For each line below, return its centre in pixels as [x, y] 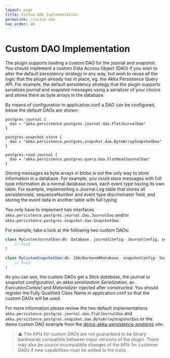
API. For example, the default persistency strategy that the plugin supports [83, 84]
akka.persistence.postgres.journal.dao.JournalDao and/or [67, 215]
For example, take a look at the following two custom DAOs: [67, 230]
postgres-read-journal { [31, 155]
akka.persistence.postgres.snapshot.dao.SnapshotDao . [62, 221]
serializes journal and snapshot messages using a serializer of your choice [83, 90]
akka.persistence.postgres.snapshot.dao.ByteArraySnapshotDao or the [79, 319]
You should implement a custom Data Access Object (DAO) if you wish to [81, 68]
